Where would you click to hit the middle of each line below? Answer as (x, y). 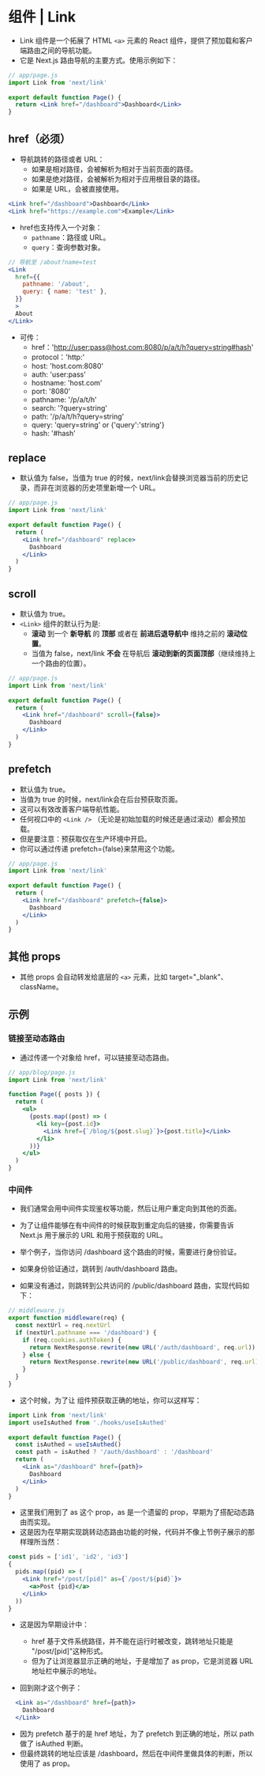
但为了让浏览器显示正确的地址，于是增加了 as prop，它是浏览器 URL (142, 1661)
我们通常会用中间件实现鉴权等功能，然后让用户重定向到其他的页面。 (130, 1209)
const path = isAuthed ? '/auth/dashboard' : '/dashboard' (114, 1452)
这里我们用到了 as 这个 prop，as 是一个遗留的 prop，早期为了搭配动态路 (137, 1512)
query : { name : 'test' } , (65, 292)
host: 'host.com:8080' (67, 366)
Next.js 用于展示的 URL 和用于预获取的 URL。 (93, 1235)
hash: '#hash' (54, 433)
